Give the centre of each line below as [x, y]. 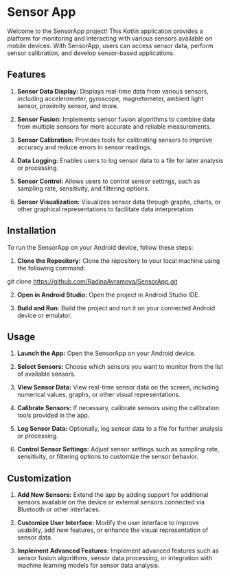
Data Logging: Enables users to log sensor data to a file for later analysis [120, 160]
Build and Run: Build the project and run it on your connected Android [116, 308]
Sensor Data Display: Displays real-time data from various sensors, [113, 91]
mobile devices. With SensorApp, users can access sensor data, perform [111, 45]
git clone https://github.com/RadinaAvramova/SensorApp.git [92, 281]
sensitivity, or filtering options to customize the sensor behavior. [108, 457]
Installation [32, 231]
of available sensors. [46, 374]
